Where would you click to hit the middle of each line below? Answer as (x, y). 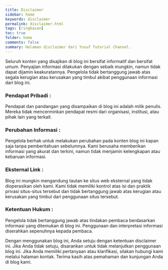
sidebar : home (20, 14)
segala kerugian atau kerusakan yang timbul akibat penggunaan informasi (81, 77)
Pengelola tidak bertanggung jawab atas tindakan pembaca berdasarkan (80, 220)
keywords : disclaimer (28, 19)
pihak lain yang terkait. (29, 117)
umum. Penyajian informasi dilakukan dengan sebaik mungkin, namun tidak (83, 66)
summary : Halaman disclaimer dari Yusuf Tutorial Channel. (68, 47)
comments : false (22, 42)
